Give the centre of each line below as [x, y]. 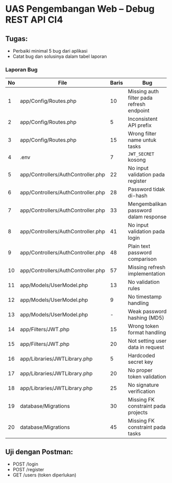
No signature [143, 385]
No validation [144, 282]
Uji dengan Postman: [39, 452]
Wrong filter [142, 134]
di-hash [137, 196]
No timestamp [145, 297]
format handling [147, 333]
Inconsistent [143, 119]
